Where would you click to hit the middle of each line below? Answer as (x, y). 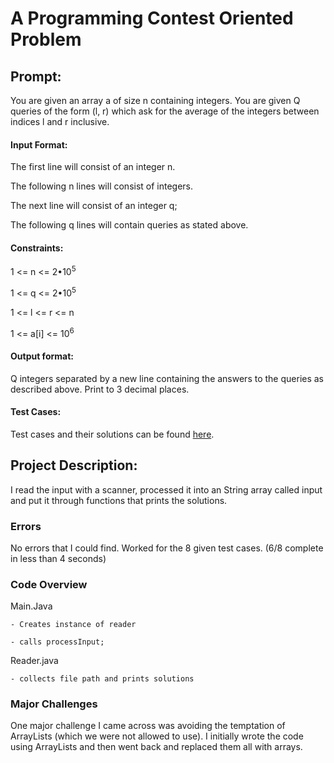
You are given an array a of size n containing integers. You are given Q (155, 100)
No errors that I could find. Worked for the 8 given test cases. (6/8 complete (167, 548)
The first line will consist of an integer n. (93, 167)
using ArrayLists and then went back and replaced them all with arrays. (156, 747)
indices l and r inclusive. (60, 121)
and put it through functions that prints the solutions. (119, 500)
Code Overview (49, 584)
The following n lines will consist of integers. (102, 186)
